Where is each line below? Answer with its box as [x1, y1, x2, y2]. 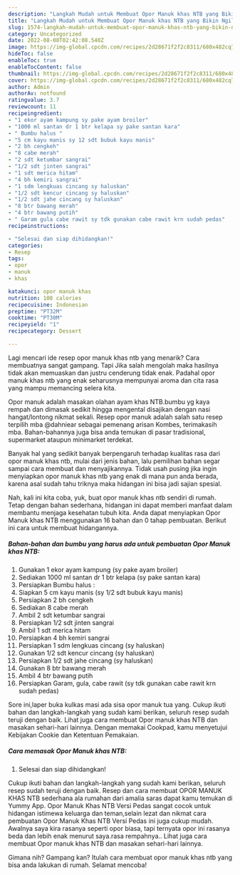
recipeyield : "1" [8, 321, 60, 328]
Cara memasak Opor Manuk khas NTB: [8, 747, 127, 755]
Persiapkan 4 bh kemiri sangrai [18, 633, 110, 642]
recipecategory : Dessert [8, 328, 82, 335]
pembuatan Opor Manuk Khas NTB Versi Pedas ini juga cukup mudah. [8, 817, 214, 825]
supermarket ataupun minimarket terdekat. [8, 435, 134, 444]
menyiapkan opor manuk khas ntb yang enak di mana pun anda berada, [8, 472, 219, 480]
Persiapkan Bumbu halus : [18, 580, 95, 589]
